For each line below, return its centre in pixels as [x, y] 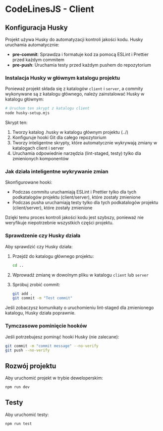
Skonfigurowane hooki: [29, 182]
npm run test [19, 424]
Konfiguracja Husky [36, 28]
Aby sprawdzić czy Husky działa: [39, 246]
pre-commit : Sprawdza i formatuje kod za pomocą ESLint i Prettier [80, 54]
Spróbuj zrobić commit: [36, 284]
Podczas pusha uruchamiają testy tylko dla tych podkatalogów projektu [85, 203]
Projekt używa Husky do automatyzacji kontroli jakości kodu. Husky [74, 39]
